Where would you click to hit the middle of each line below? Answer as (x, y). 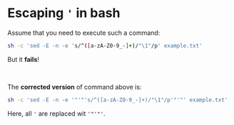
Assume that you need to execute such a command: (84, 33)
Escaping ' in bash (64, 13)
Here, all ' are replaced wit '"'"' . (56, 113)
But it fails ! (23, 59)
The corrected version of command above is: (75, 87)
